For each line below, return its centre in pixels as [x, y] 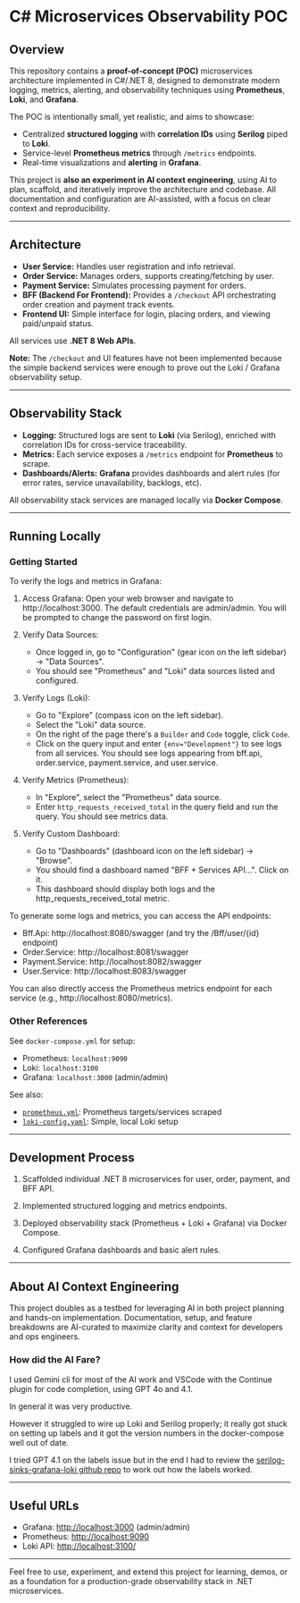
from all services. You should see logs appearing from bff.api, [149, 754]
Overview [37, 50]
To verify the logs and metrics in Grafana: [86, 581]
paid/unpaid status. [58, 323]
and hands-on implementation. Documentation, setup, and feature [131, 1318]
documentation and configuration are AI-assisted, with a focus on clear [140, 199]
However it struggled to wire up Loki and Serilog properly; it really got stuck [148, 1423]
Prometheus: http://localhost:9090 [86, 1537]
